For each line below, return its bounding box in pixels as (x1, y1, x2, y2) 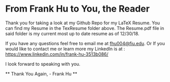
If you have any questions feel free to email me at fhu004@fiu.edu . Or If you (5, 40, 165, 46)
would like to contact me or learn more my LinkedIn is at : (5, 46, 126, 52)
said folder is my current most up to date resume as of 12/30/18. (5, 30, 139, 36)
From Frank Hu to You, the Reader (5, 3, 150, 15)
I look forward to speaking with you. (5, 61, 80, 67)
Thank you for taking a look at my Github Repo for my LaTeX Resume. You (5, 20, 160, 26)
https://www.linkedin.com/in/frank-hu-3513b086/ (5, 51, 108, 57)
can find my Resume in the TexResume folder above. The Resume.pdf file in (5, 25, 164, 31)
